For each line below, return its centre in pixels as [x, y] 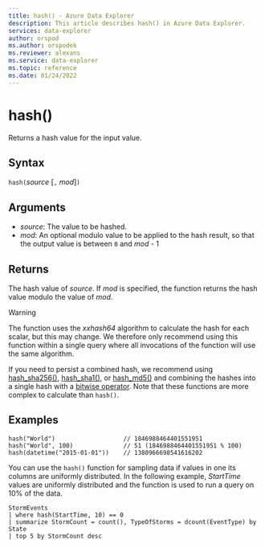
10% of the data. [35, 493]
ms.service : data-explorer [53, 61]
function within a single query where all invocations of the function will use [132, 345]
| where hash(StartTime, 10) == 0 [66, 515]
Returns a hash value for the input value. [75, 137]
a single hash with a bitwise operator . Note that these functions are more [128, 386]
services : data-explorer [50, 31]
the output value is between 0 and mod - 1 [89, 244]
